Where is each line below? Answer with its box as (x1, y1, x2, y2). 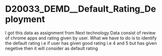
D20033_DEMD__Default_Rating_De (5, 3, 157, 15)
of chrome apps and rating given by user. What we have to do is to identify (5, 35, 157, 41)
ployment (5, 14, 45, 25)
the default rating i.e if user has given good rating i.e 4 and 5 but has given (5, 40, 157, 46)
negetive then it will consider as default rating (5, 45, 98, 51)
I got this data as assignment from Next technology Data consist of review (5, 30, 156, 36)
